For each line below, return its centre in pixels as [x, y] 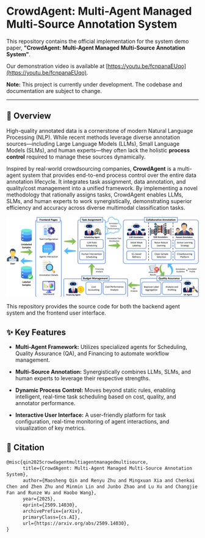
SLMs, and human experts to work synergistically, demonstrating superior [99, 201]
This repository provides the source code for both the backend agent [93, 307]
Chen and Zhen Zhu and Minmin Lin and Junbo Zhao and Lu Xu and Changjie [102, 487]
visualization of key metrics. [50, 428]
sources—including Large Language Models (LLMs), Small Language [93, 144]
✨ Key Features [36, 332]
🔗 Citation [25, 447]
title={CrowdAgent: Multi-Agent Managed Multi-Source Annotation [107, 469]
